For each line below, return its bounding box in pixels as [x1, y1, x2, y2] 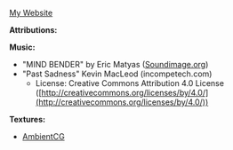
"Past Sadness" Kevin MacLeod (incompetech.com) [21, 68, 213, 79]
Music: [9, 42, 36, 52]
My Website [9, 8, 53, 18]
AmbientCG [21, 131, 65, 141]
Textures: [9, 114, 46, 124]
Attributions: [9, 25, 58, 35]
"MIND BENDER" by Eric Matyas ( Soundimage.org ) [21, 59, 209, 69]
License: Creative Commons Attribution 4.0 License [35, 78, 225, 88]
